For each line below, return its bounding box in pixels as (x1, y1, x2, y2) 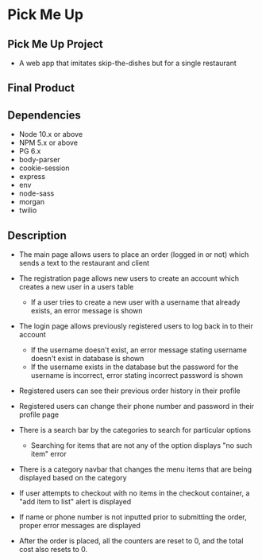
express (18, 172, 45, 181)
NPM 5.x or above (18, 138, 79, 148)
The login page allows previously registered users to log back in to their (18, 321, 253, 331)
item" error (30, 449, 67, 459)
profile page (18, 410, 60, 419)
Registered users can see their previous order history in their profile (18, 386, 241, 395)
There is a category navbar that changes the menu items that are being (18, 465, 252, 474)
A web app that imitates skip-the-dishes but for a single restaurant (18, 58, 237, 68)
